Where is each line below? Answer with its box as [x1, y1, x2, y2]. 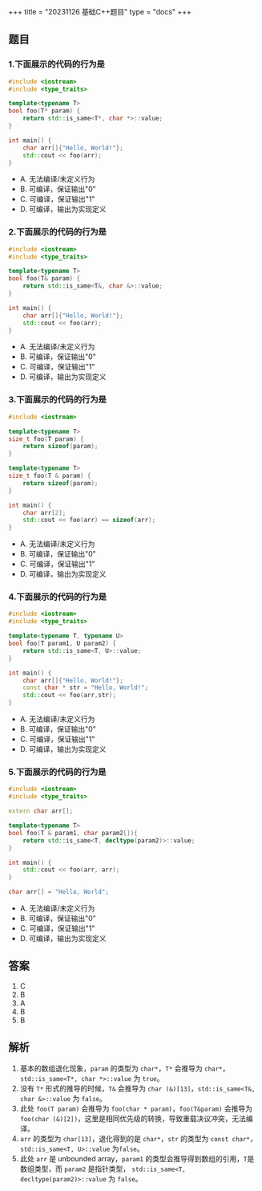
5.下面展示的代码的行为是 [8, 766, 107, 777]
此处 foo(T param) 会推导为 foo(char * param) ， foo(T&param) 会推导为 [19, 1103, 253, 1113]
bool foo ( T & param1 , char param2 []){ [8, 829, 138, 837]
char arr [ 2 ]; [22, 508, 67, 516]
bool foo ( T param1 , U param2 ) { [8, 639, 116, 648]
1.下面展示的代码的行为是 [8, 59, 106, 70]
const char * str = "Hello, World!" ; [22, 683, 149, 692]
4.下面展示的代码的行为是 [8, 591, 107, 602]
